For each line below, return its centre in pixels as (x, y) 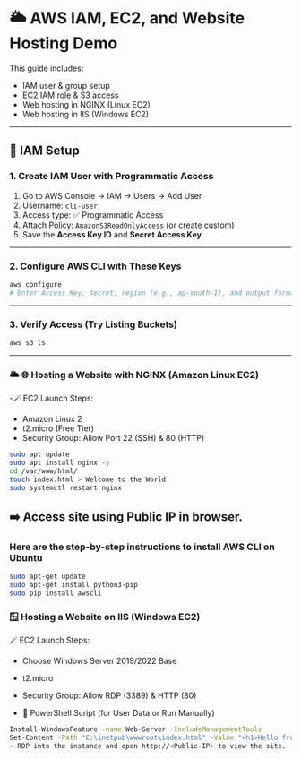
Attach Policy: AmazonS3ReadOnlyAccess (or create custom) (128, 225)
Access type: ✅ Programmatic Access (93, 215)
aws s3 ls (28, 342)
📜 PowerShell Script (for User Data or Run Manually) (118, 713)
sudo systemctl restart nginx (66, 487)
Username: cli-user (60, 205)
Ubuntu (26, 557)
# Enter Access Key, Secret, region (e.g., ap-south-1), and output (140, 293)
